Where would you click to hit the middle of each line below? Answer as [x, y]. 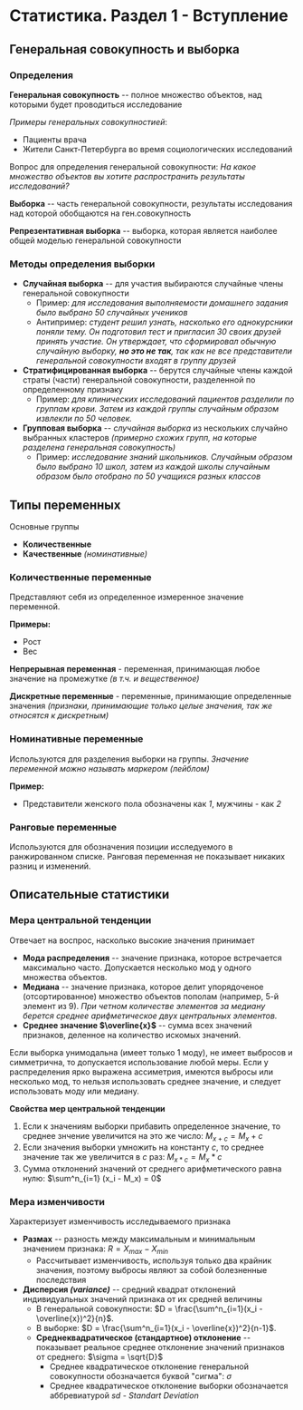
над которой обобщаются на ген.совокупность [100, 213]
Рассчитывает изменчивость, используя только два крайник [154, 1260]
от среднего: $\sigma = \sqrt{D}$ [99, 1357]
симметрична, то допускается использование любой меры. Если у [139, 1062]
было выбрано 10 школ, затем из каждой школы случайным [153, 467]
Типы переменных [65, 505]
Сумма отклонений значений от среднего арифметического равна [152, 1169]
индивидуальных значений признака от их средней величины [142, 1299]
